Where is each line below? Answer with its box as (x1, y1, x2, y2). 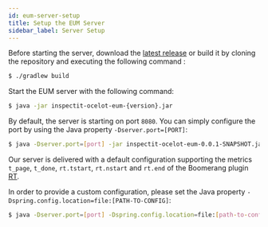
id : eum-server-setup (8, 11, 81, 20)
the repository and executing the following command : (8, 57, 186, 66)
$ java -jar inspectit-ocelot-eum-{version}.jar (8, 102, 173, 110)
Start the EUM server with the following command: (8, 87, 174, 96)
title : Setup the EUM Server (8, 19, 105, 27)
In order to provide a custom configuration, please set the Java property (8, 187, 246, 196)
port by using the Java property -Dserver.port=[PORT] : (8, 125, 188, 135)
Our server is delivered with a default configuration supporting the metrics (8, 155, 253, 164)
